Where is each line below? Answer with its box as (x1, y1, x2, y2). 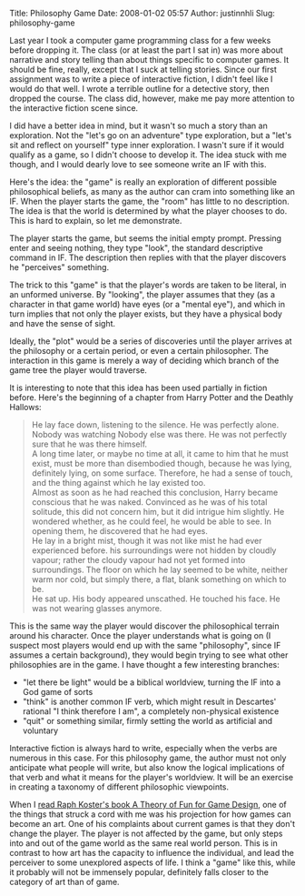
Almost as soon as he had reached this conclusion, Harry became (31, 487, 279, 498)
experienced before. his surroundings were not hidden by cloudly (31, 545, 277, 556)
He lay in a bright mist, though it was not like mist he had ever (31, 536, 262, 546)
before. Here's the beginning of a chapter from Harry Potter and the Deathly (9, 392, 293, 403)
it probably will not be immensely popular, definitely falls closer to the (9, 867, 270, 877)
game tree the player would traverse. (9, 365, 148, 376)
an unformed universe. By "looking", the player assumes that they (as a (9, 289, 275, 299)
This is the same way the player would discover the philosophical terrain (9, 620, 280, 631)
